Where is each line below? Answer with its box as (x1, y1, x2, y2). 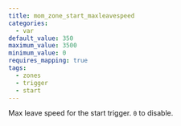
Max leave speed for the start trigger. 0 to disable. (8, 108, 174, 118)
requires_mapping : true (8, 57, 88, 65)
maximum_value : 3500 (8, 42, 78, 50)
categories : (8, 19, 48, 27)
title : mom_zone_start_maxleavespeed (8, 11, 135, 20)
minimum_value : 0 (8, 49, 67, 57)
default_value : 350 (8, 34, 74, 43)
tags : (8, 64, 27, 72)
